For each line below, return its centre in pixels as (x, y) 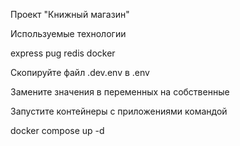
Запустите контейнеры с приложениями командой (119, 111)
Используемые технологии (68, 33)
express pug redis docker (63, 53)
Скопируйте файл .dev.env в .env (80, 72)
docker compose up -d (57, 130)
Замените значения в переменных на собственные (120, 92)
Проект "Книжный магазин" (70, 14)
